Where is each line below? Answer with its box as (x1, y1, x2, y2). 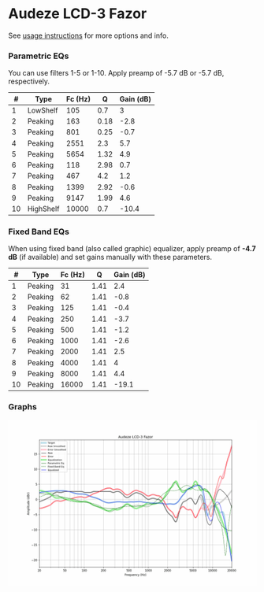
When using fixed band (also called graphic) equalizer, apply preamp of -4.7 (8, 244, 256, 253)
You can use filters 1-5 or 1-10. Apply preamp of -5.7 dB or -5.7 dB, (8, 68, 225, 78)
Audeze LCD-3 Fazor (8, 5, 147, 23)
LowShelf (27, 105, 58, 115)
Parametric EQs (8, 50, 69, 61)
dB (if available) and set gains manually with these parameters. (8, 253, 213, 262)
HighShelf (27, 204, 60, 213)
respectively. (8, 76, 50, 87)
